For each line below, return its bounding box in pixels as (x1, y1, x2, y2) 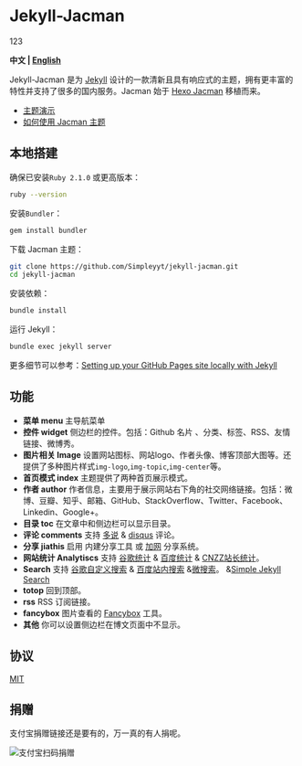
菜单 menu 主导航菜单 (22, 415, 106, 426)
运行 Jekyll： (9, 324, 58, 335)
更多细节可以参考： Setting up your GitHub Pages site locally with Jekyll (9, 360, 278, 370)
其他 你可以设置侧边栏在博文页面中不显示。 (22, 619, 185, 630)
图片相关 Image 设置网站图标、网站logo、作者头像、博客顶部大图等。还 (22, 449, 292, 460)
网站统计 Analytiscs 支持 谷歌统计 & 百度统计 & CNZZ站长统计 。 (22, 552, 265, 563)
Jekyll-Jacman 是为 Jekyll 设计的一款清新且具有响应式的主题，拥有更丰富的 (9, 74, 294, 85)
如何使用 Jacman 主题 (22, 116, 106, 127)
